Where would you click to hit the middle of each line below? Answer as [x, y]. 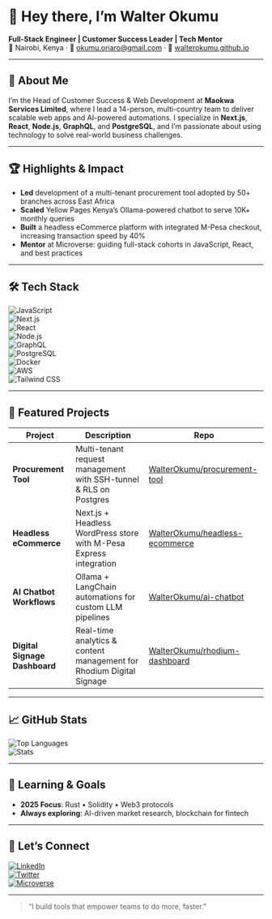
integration [96, 564]
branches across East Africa [67, 201]
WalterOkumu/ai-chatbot [196, 597]
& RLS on [93, 490]
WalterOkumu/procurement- [203, 470]
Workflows [34, 602]
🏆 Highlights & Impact [66, 169]
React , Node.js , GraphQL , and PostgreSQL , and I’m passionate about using [135, 126]
